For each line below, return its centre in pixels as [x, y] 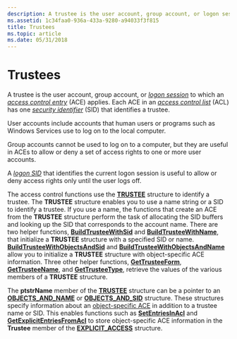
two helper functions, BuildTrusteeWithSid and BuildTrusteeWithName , [113, 232]
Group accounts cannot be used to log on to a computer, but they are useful [118, 145]
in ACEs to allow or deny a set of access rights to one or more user [104, 152]
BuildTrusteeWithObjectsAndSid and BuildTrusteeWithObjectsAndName [116, 247]
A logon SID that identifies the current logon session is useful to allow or [112, 173]
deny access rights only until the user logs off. [74, 181]
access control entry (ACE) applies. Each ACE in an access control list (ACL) [118, 102]
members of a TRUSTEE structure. [57, 277]
